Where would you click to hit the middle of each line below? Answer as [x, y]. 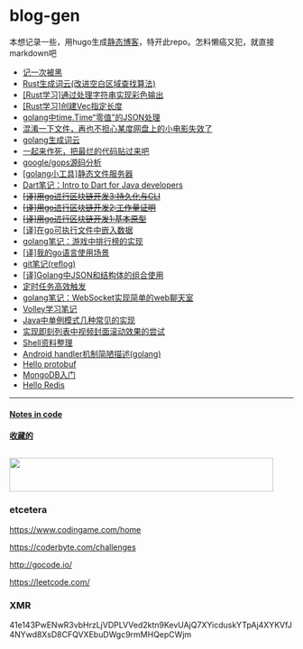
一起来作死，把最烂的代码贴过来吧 [86, 151]
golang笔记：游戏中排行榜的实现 [83, 241]
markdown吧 [33, 53]
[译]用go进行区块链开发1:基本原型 [84, 218]
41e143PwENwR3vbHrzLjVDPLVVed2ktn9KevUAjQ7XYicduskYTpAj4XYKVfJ [151, 625]
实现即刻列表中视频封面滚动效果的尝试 [93, 331]
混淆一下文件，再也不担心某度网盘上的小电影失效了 [117, 128]
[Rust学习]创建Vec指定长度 [73, 105]
